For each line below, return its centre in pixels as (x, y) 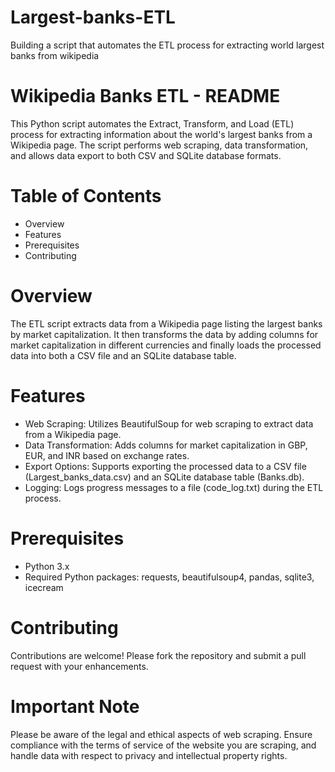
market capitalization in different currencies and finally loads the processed (166, 345)
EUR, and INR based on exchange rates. (107, 455)
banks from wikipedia (55, 55)
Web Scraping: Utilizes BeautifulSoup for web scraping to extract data (169, 423)
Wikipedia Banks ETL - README (145, 96)
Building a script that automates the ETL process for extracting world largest (167, 45)
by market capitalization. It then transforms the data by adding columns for (164, 334)
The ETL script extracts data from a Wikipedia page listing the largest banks (166, 323)
